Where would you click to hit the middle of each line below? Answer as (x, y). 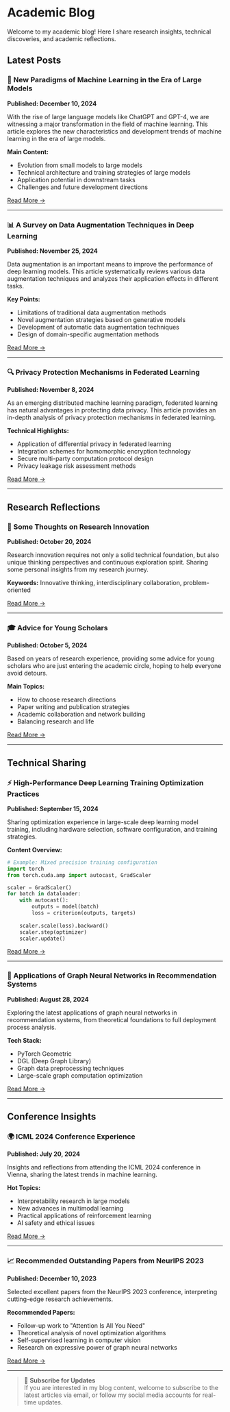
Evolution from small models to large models (79, 165)
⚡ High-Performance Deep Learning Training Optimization (105, 782)
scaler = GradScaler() (39, 888)
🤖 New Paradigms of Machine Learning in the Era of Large (104, 80)
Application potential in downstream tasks (76, 179)
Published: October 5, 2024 (47, 645)
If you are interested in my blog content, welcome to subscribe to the (121, 1387)
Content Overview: (35, 850)
